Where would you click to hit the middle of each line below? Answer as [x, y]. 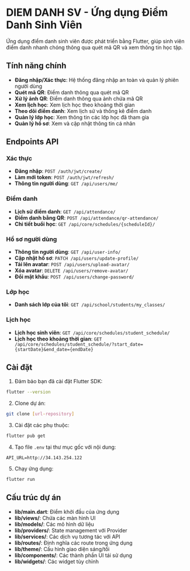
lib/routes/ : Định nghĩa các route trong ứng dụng [73, 543]
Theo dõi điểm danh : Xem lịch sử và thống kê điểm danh [83, 111]
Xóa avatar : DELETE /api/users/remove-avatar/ [71, 271]
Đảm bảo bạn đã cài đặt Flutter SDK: [58, 381]
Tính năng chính [36, 66]
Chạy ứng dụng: [34, 469]
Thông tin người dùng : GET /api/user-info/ [68, 252]
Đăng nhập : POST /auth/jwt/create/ [58, 171]
